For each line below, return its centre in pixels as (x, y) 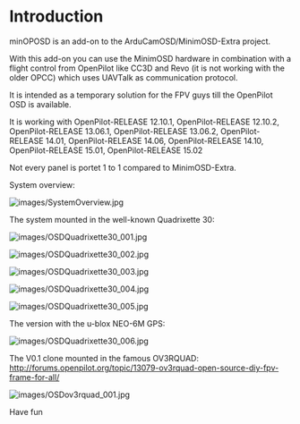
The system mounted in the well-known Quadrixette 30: (112, 219)
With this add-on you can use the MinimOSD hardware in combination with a (150, 58)
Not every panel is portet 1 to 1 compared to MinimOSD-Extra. (123, 167)
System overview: (43, 184)
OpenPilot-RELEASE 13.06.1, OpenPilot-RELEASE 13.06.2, (114, 131)
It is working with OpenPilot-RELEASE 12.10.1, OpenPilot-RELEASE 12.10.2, (144, 122)
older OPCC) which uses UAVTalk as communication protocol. (124, 77)
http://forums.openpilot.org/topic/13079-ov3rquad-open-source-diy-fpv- (144, 368)
